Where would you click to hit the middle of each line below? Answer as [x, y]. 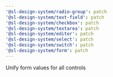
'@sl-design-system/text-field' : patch [55, 17]
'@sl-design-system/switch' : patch [50, 45]
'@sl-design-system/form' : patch [47, 51]
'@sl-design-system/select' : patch [50, 39]
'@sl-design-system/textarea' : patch [52, 28]
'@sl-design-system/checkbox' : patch [52, 23]
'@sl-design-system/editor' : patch [50, 34]
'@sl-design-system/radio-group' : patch [56, 12]
